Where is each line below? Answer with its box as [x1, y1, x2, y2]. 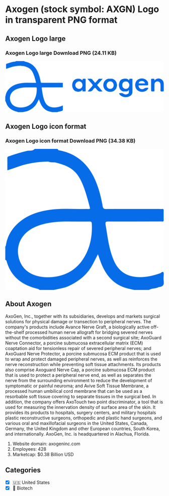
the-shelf [5, 329, 24, 335]
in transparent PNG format [5, 14, 118, 26]
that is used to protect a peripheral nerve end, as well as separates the [5, 372, 152, 378]
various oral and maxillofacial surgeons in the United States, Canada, [5, 420, 148, 426]
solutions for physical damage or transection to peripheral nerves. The [5, 318, 151, 324]
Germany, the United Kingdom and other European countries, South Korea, [5, 426, 160, 432]
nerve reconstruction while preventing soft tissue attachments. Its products [5, 361, 161, 367]
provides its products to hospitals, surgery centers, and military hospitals [5, 409, 156, 415]
